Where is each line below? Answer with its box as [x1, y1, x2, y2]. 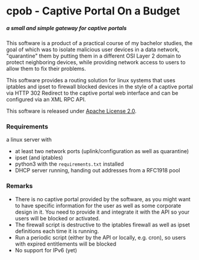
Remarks [6, 182, 33, 190]
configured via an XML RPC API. [6, 96, 86, 103]
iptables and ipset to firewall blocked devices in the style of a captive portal [6, 83, 194, 91]
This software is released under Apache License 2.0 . [6, 107, 137, 115]
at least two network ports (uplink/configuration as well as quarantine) [14, 148, 189, 155]
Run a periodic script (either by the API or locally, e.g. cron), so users [14, 234, 186, 241]
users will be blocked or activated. [14, 214, 100, 222]
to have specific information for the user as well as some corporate [14, 202, 182, 209]
